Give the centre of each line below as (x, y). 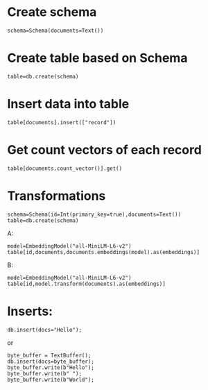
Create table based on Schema (97, 58)
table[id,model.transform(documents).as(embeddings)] (87, 284)
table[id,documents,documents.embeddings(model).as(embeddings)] (103, 252)
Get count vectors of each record (105, 150)
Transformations (57, 196)
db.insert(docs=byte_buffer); (51, 362)
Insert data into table (68, 104)
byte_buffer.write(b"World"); (51, 380)
